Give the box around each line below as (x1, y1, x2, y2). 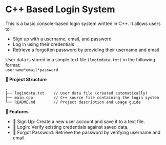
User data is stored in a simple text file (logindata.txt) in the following (5, 56, 155, 62)
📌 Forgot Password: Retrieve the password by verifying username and (12, 129, 161, 135)
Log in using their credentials (12, 41, 74, 47)
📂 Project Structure (5, 76, 47, 82)
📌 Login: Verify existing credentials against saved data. (12, 124, 129, 130)
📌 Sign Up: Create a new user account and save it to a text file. (12, 118, 145, 125)
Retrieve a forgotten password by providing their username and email (12, 46, 159, 53)
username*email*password (5, 67, 58, 72)
